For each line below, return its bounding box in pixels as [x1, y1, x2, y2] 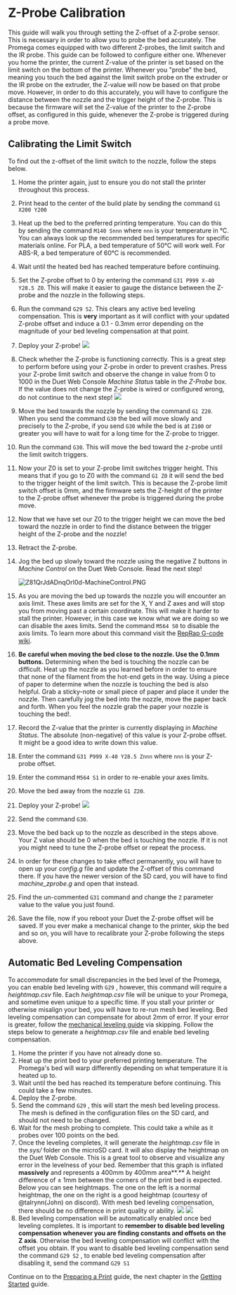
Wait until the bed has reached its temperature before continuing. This [18, 1079, 221, 1087]
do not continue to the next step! [18, 393, 113, 401]
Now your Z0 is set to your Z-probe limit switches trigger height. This [18, 464, 218, 472]
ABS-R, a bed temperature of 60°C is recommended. [18, 248, 171, 257]
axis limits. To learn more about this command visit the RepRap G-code [18, 629, 224, 637]
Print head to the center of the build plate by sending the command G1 [18, 199, 221, 207]
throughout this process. [18, 185, 90, 194]
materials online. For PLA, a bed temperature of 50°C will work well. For [18, 241, 225, 249]
